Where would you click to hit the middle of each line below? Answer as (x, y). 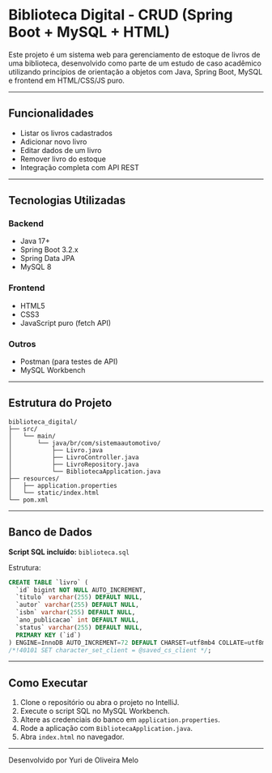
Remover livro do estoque (63, 159)
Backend (26, 224)
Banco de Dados (51, 532)
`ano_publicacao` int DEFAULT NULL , (77, 620)
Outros (22, 344)
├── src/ (23, 429)
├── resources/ (34, 478)
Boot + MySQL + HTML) (89, 32)
